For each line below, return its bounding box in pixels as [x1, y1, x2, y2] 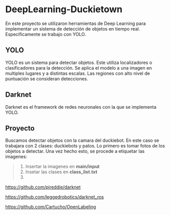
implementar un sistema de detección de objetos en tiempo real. [5, 25, 140, 32]
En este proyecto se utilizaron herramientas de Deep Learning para [5, 20, 146, 26]
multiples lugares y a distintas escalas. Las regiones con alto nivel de [5, 70, 150, 76]
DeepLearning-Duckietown [5, 4, 123, 15]
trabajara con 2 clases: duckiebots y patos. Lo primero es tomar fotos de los [5, 143, 165, 149]
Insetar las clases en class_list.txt [25, 169, 98, 175]
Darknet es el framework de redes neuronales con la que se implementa [5, 104, 157, 110]
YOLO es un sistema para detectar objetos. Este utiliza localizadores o [5, 59, 153, 66]
